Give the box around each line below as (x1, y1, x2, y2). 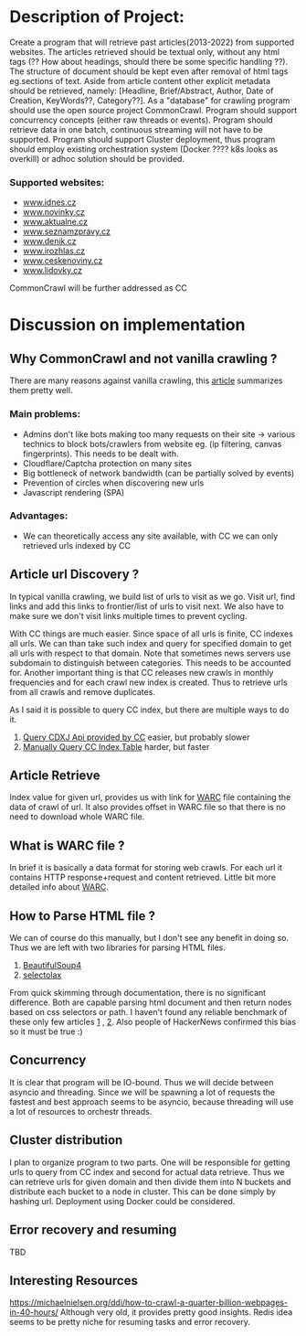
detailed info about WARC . (9, 882, 110, 892)
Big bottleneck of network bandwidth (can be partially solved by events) (22, 467, 295, 478)
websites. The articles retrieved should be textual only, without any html (9, 46, 280, 57)
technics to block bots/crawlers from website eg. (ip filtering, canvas (22, 438, 282, 449)
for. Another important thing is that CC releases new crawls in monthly (9, 667, 274, 678)
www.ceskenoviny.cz (22, 255, 103, 266)
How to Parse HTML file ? (9, 908, 156, 924)
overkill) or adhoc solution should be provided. (9, 153, 185, 164)
